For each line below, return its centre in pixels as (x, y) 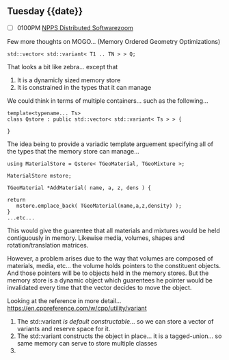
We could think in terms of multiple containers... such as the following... (108, 100)
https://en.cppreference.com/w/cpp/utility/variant (77, 308)
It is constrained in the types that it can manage (84, 87)
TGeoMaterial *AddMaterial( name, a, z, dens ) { (79, 188)
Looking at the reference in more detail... (64, 300)
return (16, 200)
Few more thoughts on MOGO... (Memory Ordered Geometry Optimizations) (114, 41)
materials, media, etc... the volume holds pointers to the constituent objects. (114, 265)
